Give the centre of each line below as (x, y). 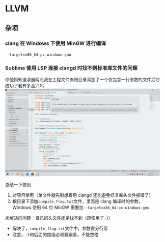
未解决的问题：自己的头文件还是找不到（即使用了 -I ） (59, 218)
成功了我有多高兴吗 (25, 86)
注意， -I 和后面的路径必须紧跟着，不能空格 (55, 234)
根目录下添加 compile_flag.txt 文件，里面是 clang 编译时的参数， (78, 201)
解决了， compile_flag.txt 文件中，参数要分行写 (60, 228)
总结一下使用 (18, 184)
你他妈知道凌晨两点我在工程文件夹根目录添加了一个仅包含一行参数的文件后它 (82, 80)
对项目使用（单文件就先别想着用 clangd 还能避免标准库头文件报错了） (83, 195)
